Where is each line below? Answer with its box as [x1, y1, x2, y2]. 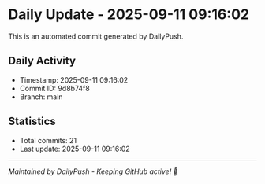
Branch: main [19, 92, 63, 101]
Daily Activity [8, 54, 77, 68]
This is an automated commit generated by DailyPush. [8, 31, 184, 41]
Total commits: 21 [19, 135, 77, 145]
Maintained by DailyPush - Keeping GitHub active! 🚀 [8, 167, 178, 176]
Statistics [8, 115, 57, 128]
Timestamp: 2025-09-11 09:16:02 [19, 75, 129, 84]
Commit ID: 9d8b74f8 [19, 83, 91, 93]
